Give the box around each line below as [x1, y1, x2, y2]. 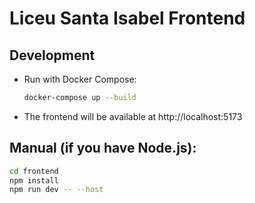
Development [9, 47, 96, 64]
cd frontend [9, 166, 59, 176]
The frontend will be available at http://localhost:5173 [23, 110, 243, 122]
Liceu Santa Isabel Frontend [9, 7, 246, 30]
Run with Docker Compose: [23, 73, 137, 85]
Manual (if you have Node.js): [9, 140, 197, 157]
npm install [9, 175, 59, 186]
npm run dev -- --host [9, 185, 104, 195]
